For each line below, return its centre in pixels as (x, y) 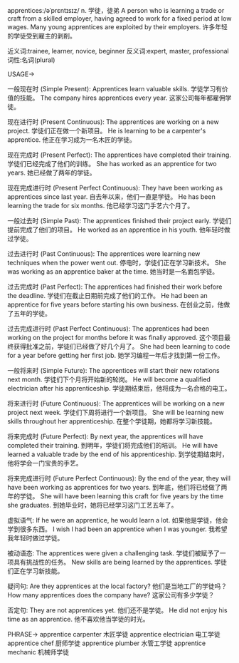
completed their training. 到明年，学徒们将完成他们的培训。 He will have (113, 445)
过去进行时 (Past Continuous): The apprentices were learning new (104, 254)
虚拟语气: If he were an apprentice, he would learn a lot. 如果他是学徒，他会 (118, 520)
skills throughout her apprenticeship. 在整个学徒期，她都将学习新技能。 (112, 421)
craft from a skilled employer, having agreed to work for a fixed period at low (119, 19)
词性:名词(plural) (31, 60)
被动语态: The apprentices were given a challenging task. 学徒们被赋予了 (114, 553)
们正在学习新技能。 (36, 571)
